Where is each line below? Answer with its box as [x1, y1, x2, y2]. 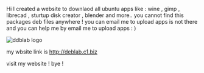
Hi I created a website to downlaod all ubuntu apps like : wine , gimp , [6, 5, 180, 12]
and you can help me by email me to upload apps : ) [6, 24, 136, 32]
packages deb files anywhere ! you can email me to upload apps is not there [6, 18, 198, 25]
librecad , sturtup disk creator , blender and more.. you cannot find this [6, 12, 184, 19]
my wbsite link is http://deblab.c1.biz [6, 48, 97, 55]
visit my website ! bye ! [6, 60, 64, 67]
